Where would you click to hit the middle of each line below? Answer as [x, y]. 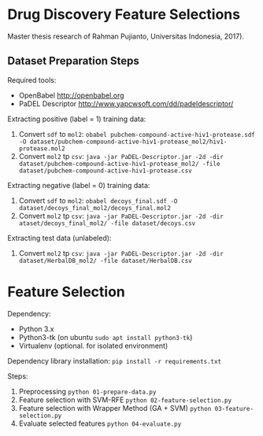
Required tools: [32, 79]
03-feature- [234, 408]
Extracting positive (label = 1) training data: [77, 119]
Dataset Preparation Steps [73, 61]
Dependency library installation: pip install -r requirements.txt [115, 360]
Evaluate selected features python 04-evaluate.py [100, 423]
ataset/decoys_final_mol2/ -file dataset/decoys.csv [107, 223]
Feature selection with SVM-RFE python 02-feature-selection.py [125, 400]
